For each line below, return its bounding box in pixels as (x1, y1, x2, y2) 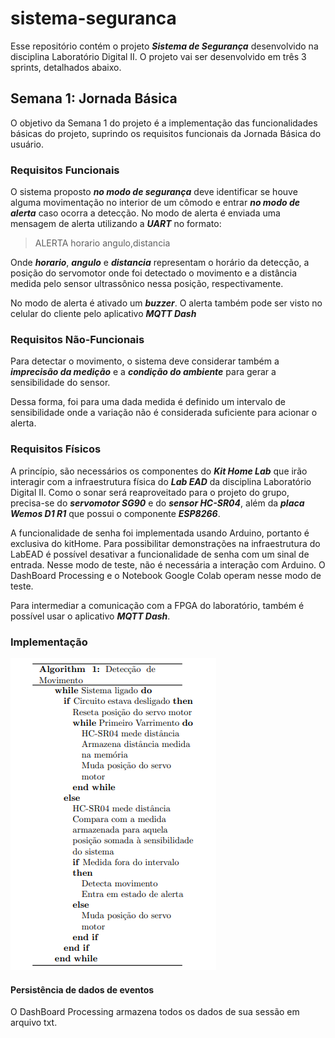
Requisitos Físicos (10, 442, 102, 456)
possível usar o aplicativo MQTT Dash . (10, 610, 171, 622)
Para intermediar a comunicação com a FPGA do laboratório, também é (10, 599, 305, 611)
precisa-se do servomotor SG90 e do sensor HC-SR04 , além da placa (10, 497, 305, 509)
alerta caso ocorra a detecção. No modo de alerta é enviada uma (10, 207, 281, 219)
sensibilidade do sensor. (10, 377, 111, 389)
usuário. (10, 138, 45, 150)
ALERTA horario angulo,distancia (34, 237, 171, 249)
